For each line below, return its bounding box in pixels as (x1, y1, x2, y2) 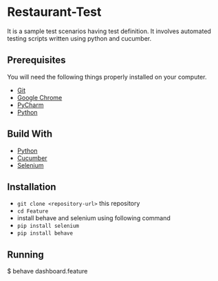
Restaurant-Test (7, 4, 102, 20)
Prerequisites (7, 55, 66, 66)
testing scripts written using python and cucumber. (7, 34, 152, 42)
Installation (7, 181, 56, 193)
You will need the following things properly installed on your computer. (7, 72, 207, 81)
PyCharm (17, 101, 44, 109)
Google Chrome (17, 93, 63, 101)
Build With (7, 128, 53, 140)
